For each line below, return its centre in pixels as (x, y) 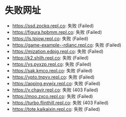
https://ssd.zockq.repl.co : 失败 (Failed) (53, 26)
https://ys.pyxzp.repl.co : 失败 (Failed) (52, 64)
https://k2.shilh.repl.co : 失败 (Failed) (50, 57)
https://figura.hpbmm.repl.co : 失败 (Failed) (57, 32)
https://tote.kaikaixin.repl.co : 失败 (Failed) (56, 109)
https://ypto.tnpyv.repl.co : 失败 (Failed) (53, 77)
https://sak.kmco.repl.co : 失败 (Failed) (52, 70)
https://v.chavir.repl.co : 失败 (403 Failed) (55, 90)
